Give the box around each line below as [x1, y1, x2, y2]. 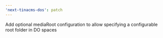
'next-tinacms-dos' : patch [5, 7, 63, 13]
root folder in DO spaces [5, 26, 57, 33]
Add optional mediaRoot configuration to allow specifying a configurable [5, 21, 158, 27]
